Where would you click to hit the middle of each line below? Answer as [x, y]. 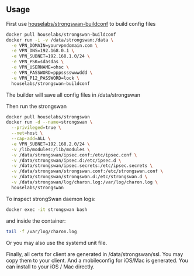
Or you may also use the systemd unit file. [57, 243]
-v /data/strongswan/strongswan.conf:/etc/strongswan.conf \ [87, 171]
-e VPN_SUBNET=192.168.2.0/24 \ [51, 144]
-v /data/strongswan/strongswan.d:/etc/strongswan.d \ [79, 177]
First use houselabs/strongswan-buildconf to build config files [81, 23]
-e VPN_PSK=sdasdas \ [38, 62]
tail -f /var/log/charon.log [41, 231]
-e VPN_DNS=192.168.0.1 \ [43, 51]
